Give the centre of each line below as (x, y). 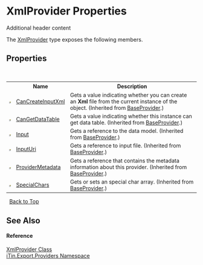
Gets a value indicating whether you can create (128, 95)
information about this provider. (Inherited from (128, 167)
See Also (23, 221)
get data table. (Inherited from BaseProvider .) (126, 123)
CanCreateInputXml (40, 101)
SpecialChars (33, 185)
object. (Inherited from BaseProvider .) (117, 107)
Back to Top (24, 202)
